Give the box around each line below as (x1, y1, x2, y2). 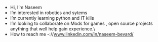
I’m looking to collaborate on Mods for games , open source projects (10, 20, 153, 26)
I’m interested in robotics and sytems (10, 10, 88, 16)
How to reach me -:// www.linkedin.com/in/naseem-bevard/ (10, 31, 134, 37)
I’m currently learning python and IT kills (10, 15, 95, 21)
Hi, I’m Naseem (10, 5, 42, 10)
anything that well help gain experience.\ (10, 26, 95, 32)
